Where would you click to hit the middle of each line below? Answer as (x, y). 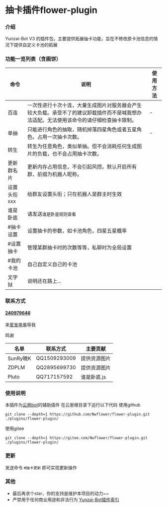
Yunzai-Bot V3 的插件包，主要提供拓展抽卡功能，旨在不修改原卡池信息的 (80, 39)
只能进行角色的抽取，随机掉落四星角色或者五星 (82, 129)
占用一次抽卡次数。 (60, 137)
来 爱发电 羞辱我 (20, 325)
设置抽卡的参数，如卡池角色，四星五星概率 (77, 231)
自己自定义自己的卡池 (52, 264)
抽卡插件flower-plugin (51, 10)
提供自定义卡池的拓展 (36, 45)
